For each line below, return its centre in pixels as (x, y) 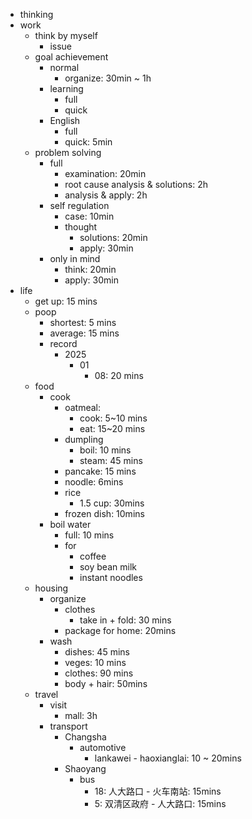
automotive (103, 747)
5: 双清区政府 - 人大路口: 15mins (160, 803)
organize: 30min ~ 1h (108, 78)
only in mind (75, 258)
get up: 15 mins (66, 301)
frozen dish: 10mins (104, 513)
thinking (36, 14)
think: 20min (90, 269)
